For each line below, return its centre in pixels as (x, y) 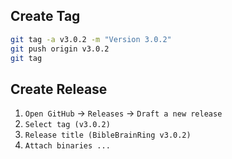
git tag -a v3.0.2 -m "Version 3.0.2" (91, 39)
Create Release (59, 89)
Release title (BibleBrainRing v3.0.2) (108, 135)
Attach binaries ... (67, 146)
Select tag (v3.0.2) (67, 125)
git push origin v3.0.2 (60, 49)
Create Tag (45, 16)
